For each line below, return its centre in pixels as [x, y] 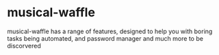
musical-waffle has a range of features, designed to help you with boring [110, 31]
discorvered [24, 45]
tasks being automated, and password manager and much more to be [105, 38]
